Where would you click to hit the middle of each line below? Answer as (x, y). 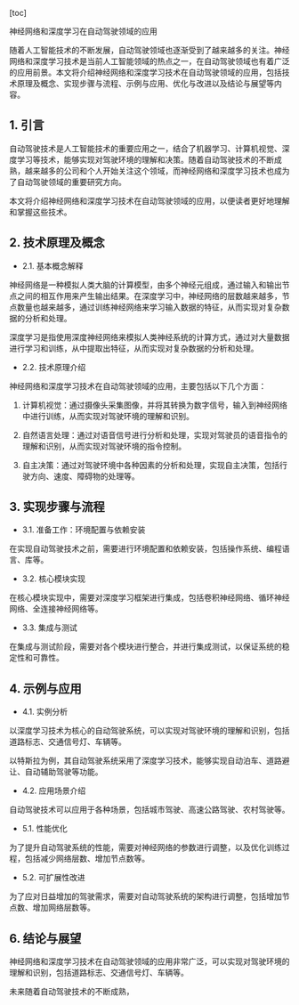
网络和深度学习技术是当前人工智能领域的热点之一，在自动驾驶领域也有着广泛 (149, 61)
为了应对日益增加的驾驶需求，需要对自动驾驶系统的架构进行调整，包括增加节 (149, 896)
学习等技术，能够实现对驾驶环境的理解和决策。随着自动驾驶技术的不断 (145, 159)
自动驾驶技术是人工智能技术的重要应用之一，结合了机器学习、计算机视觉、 (145, 148)
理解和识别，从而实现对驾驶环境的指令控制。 (104, 446)
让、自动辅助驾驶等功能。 (56, 772)
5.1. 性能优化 (45, 829)
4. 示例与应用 (45, 689)
